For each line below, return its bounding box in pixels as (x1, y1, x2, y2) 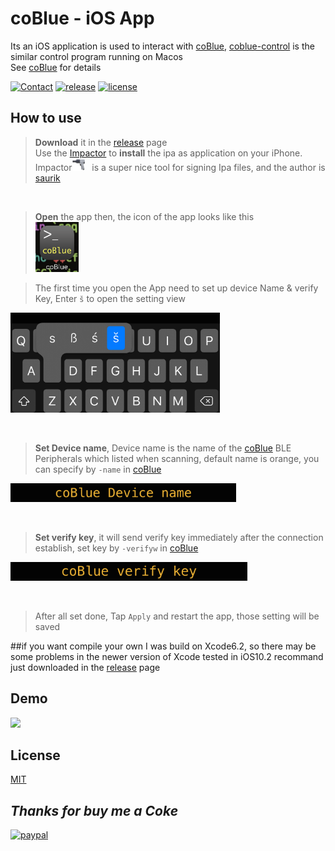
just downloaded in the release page (10, 661, 161, 673)
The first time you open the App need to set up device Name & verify (34, 282, 319, 294)
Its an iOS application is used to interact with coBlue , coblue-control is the (10, 40, 315, 52)
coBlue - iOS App (10, 7, 155, 30)
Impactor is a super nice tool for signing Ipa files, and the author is (34, 161, 326, 173)
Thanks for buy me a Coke (10, 802, 179, 819)
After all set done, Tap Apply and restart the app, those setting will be (34, 610, 320, 622)
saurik (34, 172, 61, 184)
